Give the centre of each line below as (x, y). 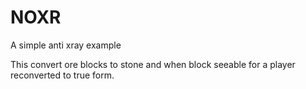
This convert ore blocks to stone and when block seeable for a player (153, 64)
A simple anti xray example (66, 45)
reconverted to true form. (62, 75)
